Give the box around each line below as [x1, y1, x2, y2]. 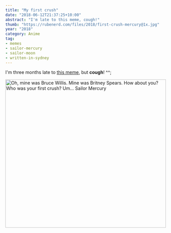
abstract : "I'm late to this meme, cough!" [5, 17, 100, 22]
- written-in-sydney [5, 55, 50, 61]
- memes [5, 41, 22, 46]
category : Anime [5, 31, 40, 36]
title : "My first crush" [5, 7, 59, 13]
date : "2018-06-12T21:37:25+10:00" [5, 12, 82, 17]
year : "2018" [5, 27, 33, 32]
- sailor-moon [5, 50, 36, 55]
